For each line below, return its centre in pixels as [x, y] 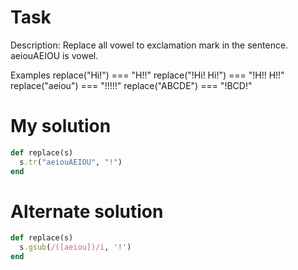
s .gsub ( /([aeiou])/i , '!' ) [75, 247]
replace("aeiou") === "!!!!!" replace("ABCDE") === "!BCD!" [131, 85]
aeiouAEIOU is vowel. [54, 55]
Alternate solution [87, 211]
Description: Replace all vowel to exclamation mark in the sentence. [149, 45]
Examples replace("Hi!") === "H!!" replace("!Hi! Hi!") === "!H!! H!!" [147, 75]
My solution [61, 126]
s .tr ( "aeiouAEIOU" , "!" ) [71, 162]
